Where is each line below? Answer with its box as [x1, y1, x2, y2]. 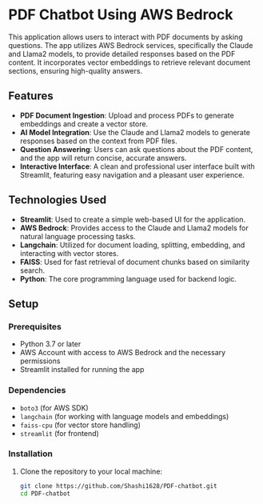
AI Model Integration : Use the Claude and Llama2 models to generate [19, 127, 250, 137]
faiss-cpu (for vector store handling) [19, 420, 141, 430]
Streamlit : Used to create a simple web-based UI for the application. [19, 214, 246, 224]
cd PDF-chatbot [19, 490, 71, 498]
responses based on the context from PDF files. [19, 136, 177, 146]
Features [8, 90, 54, 103]
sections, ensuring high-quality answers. [8, 66, 142, 75]
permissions [19, 356, 61, 366]
